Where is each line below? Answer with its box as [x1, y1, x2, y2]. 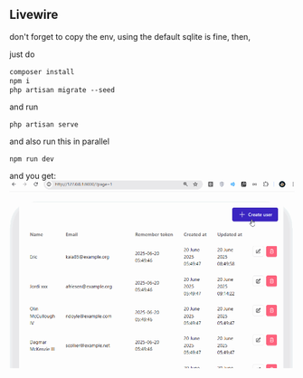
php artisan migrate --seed [9, 85, 116, 94]
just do [9, 49, 35, 60]
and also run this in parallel [9, 136, 110, 146]
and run [9, 101, 39, 112]
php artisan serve [9, 119, 79, 129]
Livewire [9, 7, 59, 23]
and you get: [9, 170, 57, 181]
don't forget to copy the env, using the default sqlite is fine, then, [9, 31, 251, 42]
